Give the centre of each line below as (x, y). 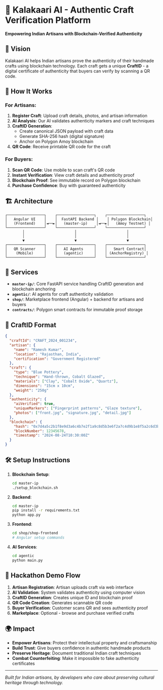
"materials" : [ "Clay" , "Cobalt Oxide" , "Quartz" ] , (66, 381)
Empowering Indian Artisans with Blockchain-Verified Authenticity (74, 34)
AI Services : (24, 547)
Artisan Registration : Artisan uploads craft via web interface (73, 587)
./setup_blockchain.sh (35, 488)
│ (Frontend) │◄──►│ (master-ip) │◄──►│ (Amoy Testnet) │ (78, 223)
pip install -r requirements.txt (46, 510)
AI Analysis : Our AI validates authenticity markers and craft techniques (83, 121)
